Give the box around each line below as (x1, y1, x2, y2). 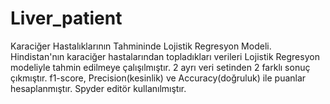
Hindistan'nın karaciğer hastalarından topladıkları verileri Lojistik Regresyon (10, 50, 320, 62)
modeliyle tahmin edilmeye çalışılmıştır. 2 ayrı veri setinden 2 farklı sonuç (10, 61, 311, 73)
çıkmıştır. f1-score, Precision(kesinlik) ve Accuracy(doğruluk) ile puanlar (10, 72, 307, 84)
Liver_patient (10, 7, 123, 30)
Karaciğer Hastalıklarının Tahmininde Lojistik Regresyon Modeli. (10, 40, 272, 52)
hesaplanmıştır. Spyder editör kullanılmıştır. (10, 82, 187, 94)
